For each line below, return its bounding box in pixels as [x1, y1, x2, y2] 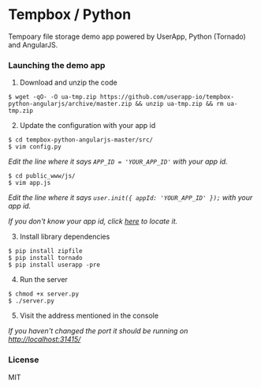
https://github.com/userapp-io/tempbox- [99, 93, 235, 101]
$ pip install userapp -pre [8, 261, 101, 269]
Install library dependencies [19, 232, 110, 242]
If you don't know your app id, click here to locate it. [8, 217, 178, 226]
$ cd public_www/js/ [8, 172, 76, 180]
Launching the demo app [8, 59, 106, 70]
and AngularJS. [8, 40, 58, 49]
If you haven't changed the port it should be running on [8, 326, 188, 336]
